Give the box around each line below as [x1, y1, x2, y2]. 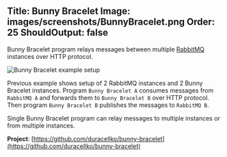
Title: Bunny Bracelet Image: [7, 5, 131, 17]
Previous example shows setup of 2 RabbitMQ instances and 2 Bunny [7, 79, 203, 87]
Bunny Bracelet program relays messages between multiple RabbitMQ [7, 45, 205, 53]
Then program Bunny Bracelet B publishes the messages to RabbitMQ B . [7, 101, 209, 109]
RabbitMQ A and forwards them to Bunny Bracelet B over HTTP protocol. [7, 93, 210, 101]
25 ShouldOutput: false [7, 27, 109, 38]
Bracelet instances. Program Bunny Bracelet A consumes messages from [7, 86, 214, 95]
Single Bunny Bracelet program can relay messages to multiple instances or [7, 114, 221, 122]
